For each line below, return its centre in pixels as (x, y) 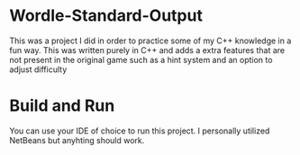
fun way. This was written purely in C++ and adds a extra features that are (147, 50)
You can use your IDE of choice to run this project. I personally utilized (140, 131)
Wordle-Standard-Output (106, 16)
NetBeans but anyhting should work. (77, 140)
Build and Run (62, 106)
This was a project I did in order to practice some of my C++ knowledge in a (150, 41)
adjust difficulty (38, 69)
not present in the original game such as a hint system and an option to (141, 59)
